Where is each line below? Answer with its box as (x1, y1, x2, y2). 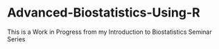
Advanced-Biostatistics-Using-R (7, 5, 200, 21)
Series (7, 35, 26, 43)
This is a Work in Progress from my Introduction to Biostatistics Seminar (7, 28, 213, 36)
